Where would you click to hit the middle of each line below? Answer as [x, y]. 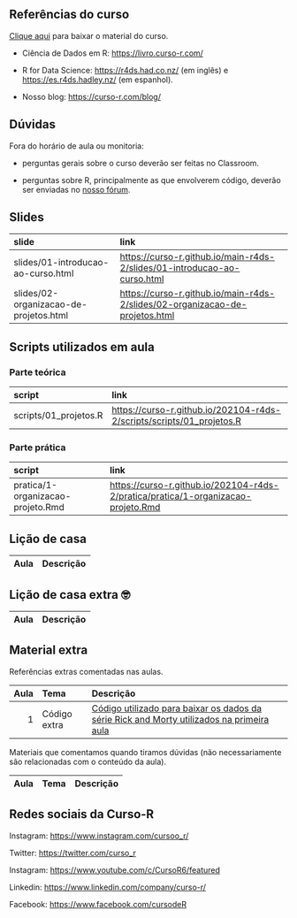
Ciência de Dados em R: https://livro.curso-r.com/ [112, 53]
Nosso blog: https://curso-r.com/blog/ [91, 96]
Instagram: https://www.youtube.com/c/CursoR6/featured [115, 869]
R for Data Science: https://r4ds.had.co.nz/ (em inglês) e [125, 70]
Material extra [49, 650]
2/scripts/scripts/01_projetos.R [176, 421]
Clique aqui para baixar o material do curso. [89, 35]
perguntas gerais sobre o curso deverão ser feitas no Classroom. [140, 163]
